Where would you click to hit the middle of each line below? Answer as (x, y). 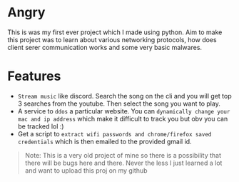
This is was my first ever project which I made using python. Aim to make (115, 32)
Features (34, 76)
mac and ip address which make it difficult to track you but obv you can (123, 118)
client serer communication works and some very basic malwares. (105, 47)
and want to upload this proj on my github (86, 170)
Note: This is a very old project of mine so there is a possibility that (123, 155)
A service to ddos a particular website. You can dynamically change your (124, 111)
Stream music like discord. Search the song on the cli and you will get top (124, 96)
